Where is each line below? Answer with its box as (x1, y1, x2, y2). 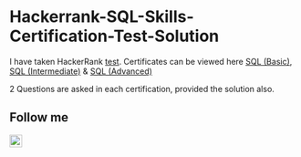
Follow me (9, 110, 69, 125)
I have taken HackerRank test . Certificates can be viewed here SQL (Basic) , (9, 56, 293, 67)
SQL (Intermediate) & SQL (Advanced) (9, 66, 153, 77)
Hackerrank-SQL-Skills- (9, 6, 194, 27)
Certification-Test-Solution (9, 26, 220, 47)
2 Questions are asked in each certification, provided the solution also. (9, 83, 275, 94)
